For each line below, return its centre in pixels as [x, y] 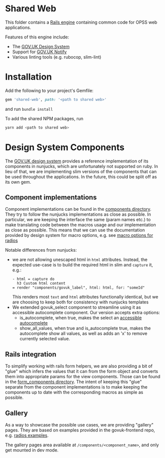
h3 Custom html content [41, 284]
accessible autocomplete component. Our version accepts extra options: [86, 313]
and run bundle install [29, 109]
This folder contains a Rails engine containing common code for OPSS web [81, 22]
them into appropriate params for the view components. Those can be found [83, 377]
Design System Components [65, 147]
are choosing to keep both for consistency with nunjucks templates [80, 302]
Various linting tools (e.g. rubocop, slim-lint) [57, 57]
